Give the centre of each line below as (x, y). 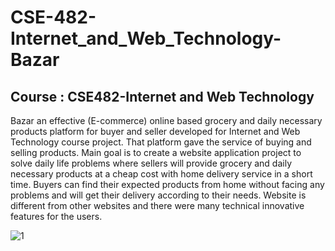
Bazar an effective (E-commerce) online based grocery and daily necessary (166, 120)
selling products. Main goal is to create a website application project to (156, 152)
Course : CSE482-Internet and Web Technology (162, 96)
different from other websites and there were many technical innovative (157, 205)
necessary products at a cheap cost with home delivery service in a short (161, 174)
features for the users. (56, 216)
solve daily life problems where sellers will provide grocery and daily (151, 163)
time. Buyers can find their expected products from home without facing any (167, 184)
